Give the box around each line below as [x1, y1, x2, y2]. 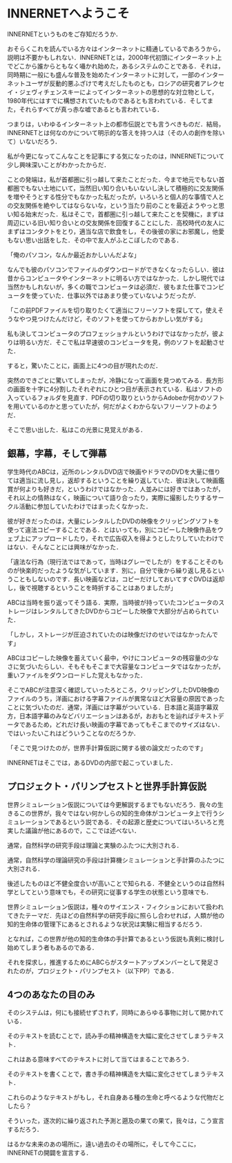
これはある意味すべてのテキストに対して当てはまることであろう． [7, 1055, 193, 1063]
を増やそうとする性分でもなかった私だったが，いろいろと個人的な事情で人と [7, 193, 224, 201]
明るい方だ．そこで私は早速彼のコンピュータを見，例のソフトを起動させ [19, 338, 225, 346]
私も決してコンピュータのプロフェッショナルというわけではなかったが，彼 [7, 329, 219, 337]
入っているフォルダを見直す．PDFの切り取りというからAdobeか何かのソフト [7, 393, 225, 402]
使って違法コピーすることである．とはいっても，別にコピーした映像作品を [7, 525, 217, 533]
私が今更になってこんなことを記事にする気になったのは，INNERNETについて [7, 152, 225, 160]
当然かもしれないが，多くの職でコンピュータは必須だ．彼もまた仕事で [7, 283, 206, 291]
